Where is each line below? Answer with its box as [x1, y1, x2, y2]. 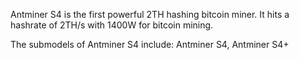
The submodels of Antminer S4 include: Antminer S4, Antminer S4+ [10, 39, 290, 50]
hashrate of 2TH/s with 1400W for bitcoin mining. [10, 19, 214, 31]
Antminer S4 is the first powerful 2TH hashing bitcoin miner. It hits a [10, 9, 290, 20]
